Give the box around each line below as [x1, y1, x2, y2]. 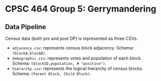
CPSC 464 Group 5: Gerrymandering [5, 3, 157, 15]
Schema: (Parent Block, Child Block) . [12, 71, 91, 76]
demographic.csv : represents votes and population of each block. [12, 55, 142, 61]
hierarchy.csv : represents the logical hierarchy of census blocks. [12, 65, 143, 71]
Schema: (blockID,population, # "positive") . [12, 61, 107, 66]
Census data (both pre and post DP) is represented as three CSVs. [5, 35, 138, 41]
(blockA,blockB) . [12, 50, 47, 56]
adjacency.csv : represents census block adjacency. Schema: [12, 45, 134, 50]
